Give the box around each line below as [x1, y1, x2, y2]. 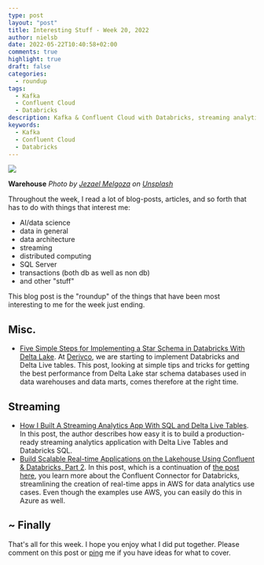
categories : [8, 70, 47, 78]
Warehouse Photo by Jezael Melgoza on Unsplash [8, 179, 174, 189]
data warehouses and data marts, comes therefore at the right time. [19, 377, 239, 387]
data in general [19, 226, 68, 236]
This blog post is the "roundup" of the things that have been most [8, 292, 221, 301]
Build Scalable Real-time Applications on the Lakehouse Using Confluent [19, 454, 255, 464]
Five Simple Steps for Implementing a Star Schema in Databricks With [19, 343, 245, 354]
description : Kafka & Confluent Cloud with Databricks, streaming [8, 114, 230, 122]
